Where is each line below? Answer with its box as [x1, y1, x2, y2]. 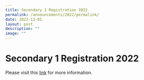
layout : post [5, 21, 33, 27]
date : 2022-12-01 [5, 17, 42, 22]
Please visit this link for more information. [5, 69, 93, 75]
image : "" [5, 31, 27, 36]
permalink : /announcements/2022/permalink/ [5, 12, 100, 17]
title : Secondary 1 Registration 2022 [5, 7, 88, 13]
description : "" [5, 26, 40, 31]
